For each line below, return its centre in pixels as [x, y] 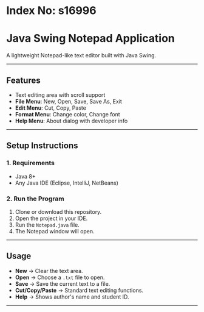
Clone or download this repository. [58, 211]
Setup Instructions [42, 146]
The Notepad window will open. [55, 231]
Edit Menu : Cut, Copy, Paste [51, 108]
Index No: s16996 [51, 11]
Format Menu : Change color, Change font [67, 114]
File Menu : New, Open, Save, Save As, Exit [69, 101]
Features [23, 80]
